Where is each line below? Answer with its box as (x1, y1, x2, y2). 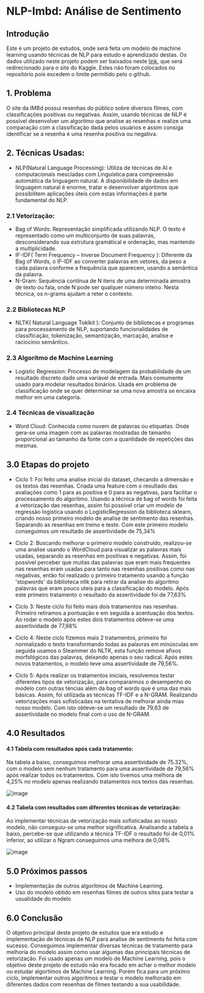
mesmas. (15, 441, 38, 449)
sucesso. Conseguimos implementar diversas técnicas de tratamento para (6, 942, 193, 949)
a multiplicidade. (15, 245, 57, 252)
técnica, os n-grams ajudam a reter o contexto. (15, 290, 133, 297)
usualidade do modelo (15, 895, 71, 902)
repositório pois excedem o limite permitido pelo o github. (6, 71, 151, 77)
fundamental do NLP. (15, 196, 69, 203)
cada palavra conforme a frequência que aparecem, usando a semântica (15, 264, 198, 272)
